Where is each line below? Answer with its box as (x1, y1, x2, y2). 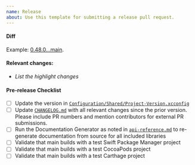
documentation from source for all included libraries (38, 132, 166, 140)
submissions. (14, 120, 48, 127)
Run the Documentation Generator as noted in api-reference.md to (14, 126, 178, 133)
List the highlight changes (14, 73, 79, 80)
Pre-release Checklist (6, 86, 61, 94)
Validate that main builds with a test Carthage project (14, 152, 145, 160)
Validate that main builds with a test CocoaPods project (14, 145, 151, 152)
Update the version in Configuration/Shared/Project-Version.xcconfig (14, 99, 190, 107)
